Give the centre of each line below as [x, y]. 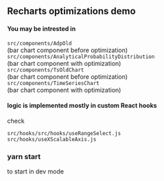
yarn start [24, 156]
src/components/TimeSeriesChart [53, 83]
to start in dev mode [35, 171]
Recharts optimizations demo [71, 11]
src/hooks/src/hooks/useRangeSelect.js [64, 133]
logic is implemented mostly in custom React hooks [82, 106]
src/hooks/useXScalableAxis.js [52, 139]
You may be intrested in [42, 28]
